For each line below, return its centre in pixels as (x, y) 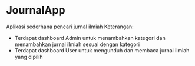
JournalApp (36, 10)
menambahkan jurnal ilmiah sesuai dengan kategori (77, 44)
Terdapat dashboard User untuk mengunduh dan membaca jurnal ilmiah (102, 50)
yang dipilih (29, 57)
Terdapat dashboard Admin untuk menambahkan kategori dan (90, 38)
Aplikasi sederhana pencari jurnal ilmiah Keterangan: (70, 27)
